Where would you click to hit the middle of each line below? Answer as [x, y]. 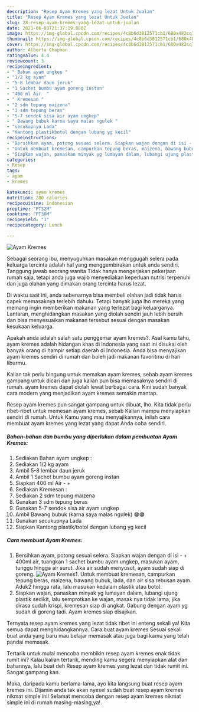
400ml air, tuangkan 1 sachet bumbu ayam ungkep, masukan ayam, [97, 562]
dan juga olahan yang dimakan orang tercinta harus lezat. [76, 283]
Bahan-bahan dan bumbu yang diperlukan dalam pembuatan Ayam [92, 437]
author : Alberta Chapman [37, 50]
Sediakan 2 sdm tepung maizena [55, 496]
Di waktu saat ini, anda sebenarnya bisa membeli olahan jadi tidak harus [94, 295]
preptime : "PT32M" [29, 209]
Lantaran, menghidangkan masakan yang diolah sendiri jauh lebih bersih [95, 314]
